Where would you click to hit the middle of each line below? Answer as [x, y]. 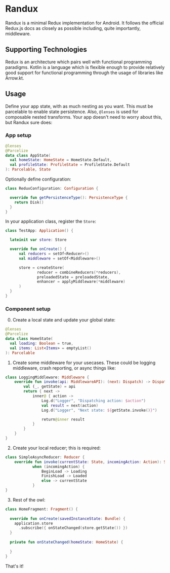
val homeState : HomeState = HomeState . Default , [61, 160]
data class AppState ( [28, 155]
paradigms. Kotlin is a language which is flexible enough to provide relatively [85, 67]
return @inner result [63, 419]
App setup [18, 135]
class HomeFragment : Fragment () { [42, 509]
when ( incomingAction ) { [58, 467]
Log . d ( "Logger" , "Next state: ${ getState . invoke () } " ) [99, 410]
